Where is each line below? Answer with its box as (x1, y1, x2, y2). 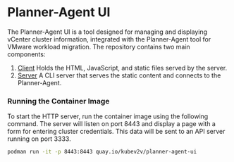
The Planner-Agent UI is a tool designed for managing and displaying (7, 27, 208, 36)
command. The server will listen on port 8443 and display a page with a (7, 120, 216, 128)
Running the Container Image (7, 96, 110, 106)
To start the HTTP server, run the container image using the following (7, 112, 209, 120)
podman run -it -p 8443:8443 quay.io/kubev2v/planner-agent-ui (7, 149, 197, 156)
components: (7, 50, 46, 58)
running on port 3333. (7, 135, 72, 143)
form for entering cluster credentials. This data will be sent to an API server (7, 127, 226, 136)
